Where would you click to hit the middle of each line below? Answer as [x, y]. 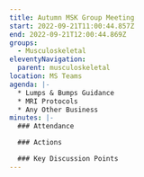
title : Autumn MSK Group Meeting [72, 18]
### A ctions [40, 143]
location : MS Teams [46, 76]
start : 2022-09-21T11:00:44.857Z [72, 26]
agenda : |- [30, 84]
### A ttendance [46, 127]
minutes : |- [31, 118]
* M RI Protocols [48, 101]
